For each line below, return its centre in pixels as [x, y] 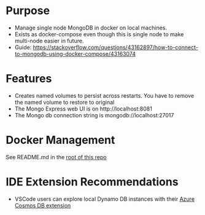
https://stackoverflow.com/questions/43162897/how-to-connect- [116, 47]
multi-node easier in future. [49, 41]
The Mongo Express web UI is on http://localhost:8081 [83, 109]
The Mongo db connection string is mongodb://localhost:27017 [94, 115]
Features [29, 79]
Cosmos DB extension [43, 205]
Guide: [23, 47]
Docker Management [60, 140]
